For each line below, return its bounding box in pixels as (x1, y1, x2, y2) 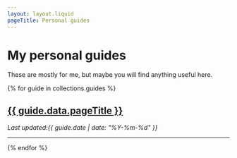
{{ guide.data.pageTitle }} (7, 104, 123, 116)
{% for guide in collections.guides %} (7, 84, 116, 92)
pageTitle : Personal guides (7, 17, 90, 24)
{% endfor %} (7, 144, 48, 152)
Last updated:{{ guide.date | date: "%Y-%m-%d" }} (7, 123, 158, 132)
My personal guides (7, 47, 127, 63)
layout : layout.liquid (7, 10, 74, 18)
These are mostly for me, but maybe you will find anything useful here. (7, 71, 213, 79)
